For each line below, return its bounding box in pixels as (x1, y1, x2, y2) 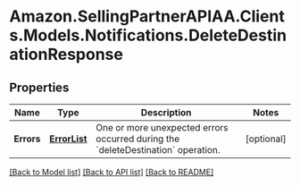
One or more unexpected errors (96, 122, 229, 133)
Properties (9, 80, 70, 95)
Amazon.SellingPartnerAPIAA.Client (9, 6, 286, 27)
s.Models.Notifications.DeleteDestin (9, 25, 287, 46)
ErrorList (48, 132, 87, 145)
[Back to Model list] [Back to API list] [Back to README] (9, 167, 214, 177)
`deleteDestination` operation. (96, 144, 221, 156)
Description (140, 106, 192, 118)
